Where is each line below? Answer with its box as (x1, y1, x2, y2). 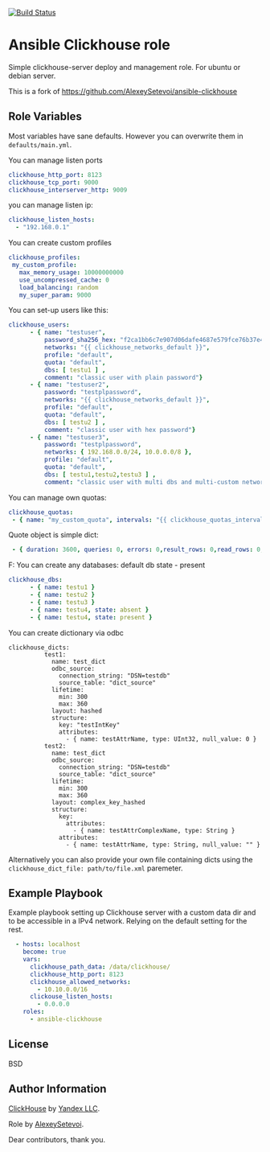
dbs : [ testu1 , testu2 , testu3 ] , (43, 471, 157, 479)
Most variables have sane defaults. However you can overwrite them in (8, 131, 243, 141)
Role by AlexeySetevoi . (8, 1119, 84, 1129)
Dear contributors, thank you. (8, 1134, 106, 1144)
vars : (22, 956, 42, 964)
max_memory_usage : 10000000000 (18, 268, 125, 277)
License (8, 1038, 49, 1051)
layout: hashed (51, 706, 103, 715)
